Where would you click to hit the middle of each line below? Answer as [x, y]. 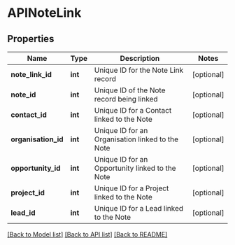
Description [140, 58]
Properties [31, 39]
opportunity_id [36, 168]
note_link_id [31, 75]
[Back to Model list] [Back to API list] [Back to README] [87, 234]
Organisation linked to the [136, 139]
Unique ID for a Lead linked [139, 208]
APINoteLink [44, 13]
